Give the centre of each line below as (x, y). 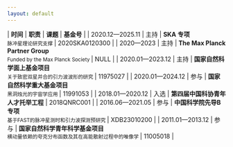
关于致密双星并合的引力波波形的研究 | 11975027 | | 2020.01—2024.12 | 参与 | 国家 (114, 76)
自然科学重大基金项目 (37, 85)
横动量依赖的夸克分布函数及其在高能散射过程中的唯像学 (73, 137)
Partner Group (28, 51)
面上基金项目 (31, 67)
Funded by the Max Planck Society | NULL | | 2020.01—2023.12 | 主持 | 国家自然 (113, 59)
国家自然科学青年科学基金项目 (61, 128)
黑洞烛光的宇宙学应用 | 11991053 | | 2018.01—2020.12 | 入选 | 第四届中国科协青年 (116, 94)
